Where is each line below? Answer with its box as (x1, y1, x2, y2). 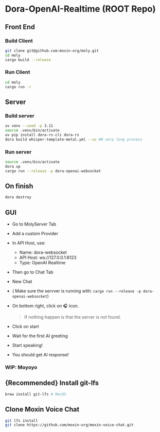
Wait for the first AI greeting (12, 333, 68, 339)
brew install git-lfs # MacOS (5, 392, 67, 397)
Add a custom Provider (12, 231, 58, 237)
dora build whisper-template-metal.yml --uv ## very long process (5, 137, 142, 142)
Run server (5, 148, 32, 155)
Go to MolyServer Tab (12, 221, 56, 227)
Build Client (5, 37, 33, 44)
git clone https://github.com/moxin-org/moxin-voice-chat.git (5, 423, 134, 428)
